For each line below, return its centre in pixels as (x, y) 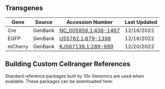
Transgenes (24, 8)
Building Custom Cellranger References (68, 64)
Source (44, 22)
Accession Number (90, 22)
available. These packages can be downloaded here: (59, 81)
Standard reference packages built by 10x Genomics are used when (75, 76)
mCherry (18, 46)
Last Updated (141, 22)
